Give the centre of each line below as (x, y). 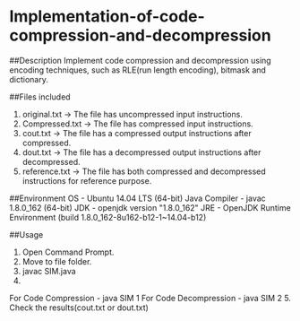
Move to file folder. (57, 261)
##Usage (26, 234)
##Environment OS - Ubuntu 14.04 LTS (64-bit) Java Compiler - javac (137, 198)
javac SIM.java (49, 271)
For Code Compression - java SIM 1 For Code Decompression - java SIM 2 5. (150, 298)
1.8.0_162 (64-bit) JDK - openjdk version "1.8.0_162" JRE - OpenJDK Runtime (150, 207)
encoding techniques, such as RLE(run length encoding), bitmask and (138, 70)
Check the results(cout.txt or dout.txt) (79, 308)
